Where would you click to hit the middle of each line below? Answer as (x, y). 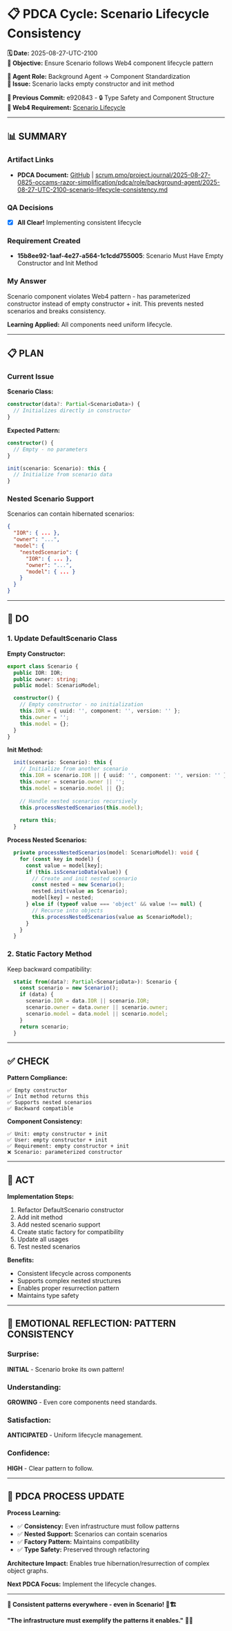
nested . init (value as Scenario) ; (80, 891)
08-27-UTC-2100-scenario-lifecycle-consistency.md (92, 189)
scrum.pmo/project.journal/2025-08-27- (153, 175)
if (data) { (37, 995)
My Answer (27, 281)
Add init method (40, 1218)
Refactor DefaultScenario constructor (70, 1210)
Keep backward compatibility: (49, 969)
